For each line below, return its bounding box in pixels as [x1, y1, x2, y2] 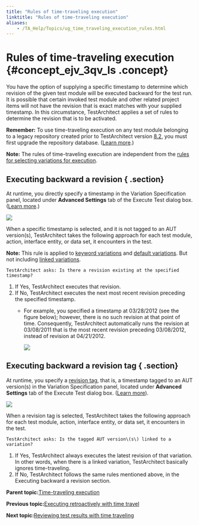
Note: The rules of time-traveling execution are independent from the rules [6, 151, 189, 158]
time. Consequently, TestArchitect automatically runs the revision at [23, 320, 189, 327]
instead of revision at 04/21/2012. [23, 333, 106, 339]
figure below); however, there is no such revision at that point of [23, 314, 181, 320]
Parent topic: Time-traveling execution [6, 489, 100, 496]
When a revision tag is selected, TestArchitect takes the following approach [6, 412, 191, 419]
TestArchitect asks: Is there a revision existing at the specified [6, 267, 179, 273]
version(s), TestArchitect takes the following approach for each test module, [6, 232, 192, 239]
